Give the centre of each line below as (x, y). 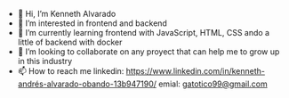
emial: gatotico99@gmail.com (213, 84)
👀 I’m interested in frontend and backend (92, 23)
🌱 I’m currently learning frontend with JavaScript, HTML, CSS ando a (143, 33)
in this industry (45, 61)
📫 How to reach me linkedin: (71, 71)
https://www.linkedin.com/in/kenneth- (195, 71)
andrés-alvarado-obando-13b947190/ (87, 84)
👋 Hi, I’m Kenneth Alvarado (67, 14)
